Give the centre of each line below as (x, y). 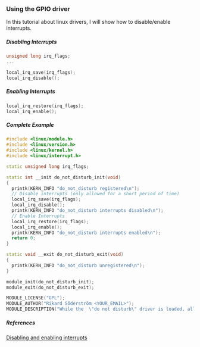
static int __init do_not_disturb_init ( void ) (63, 177)
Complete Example (30, 125)
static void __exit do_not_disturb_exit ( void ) (65, 255)
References (21, 323)
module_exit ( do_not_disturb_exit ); (50, 287)
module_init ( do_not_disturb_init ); (50, 282)
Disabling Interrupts (32, 42)
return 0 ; (24, 238)
